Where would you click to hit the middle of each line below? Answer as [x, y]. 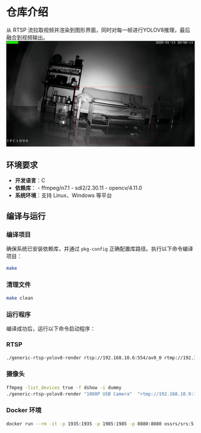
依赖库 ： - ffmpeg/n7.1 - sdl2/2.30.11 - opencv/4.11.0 [78, 188]
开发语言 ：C [30, 180]
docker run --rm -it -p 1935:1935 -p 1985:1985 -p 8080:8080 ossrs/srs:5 [100, 424]
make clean [20, 298]
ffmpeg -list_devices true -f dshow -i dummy [64, 388]
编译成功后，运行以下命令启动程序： [51, 328]
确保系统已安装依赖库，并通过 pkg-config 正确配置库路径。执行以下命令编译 [100, 248]
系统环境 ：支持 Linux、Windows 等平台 [63, 195]
